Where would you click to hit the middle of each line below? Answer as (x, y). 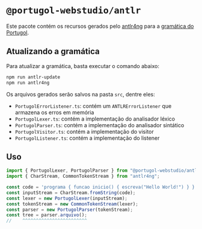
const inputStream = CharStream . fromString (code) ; (71, 193)
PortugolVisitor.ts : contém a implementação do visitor (84, 131)
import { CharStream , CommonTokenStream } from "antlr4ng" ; (83, 177)
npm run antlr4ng (28, 83)
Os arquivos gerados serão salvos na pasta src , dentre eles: (81, 94)
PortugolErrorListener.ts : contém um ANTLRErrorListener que (93, 106)
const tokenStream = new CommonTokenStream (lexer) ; (72, 204)
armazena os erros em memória (54, 112)
